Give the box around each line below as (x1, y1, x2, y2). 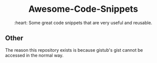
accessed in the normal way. (5, 52, 64, 58)
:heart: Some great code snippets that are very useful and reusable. (14, 20, 153, 26)
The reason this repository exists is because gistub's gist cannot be (5, 47, 143, 53)
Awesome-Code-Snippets (28, 3, 138, 15)
